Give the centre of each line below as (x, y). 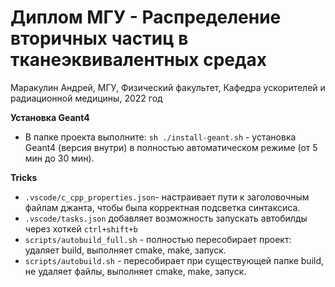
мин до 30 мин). (59, 158)
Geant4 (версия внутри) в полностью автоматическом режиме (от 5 (171, 147)
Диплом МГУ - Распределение (146, 17)
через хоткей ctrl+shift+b (81, 228)
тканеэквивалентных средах (139, 60)
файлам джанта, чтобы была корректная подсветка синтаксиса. (162, 207)
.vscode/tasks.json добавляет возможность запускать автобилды (166, 218)
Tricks (24, 177)
